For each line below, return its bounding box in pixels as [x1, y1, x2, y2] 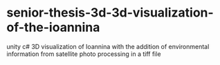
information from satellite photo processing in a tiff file [6, 50, 161, 58]
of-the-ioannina [6, 19, 100, 35]
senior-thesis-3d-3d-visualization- [6, 5, 214, 21]
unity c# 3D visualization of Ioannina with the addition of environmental [6, 42, 210, 50]
